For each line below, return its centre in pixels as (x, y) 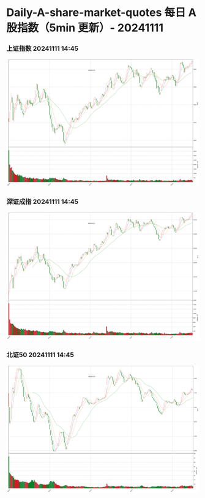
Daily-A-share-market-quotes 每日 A (102, 13)
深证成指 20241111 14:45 (43, 202)
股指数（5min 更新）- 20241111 (85, 28)
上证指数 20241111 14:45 (43, 48)
